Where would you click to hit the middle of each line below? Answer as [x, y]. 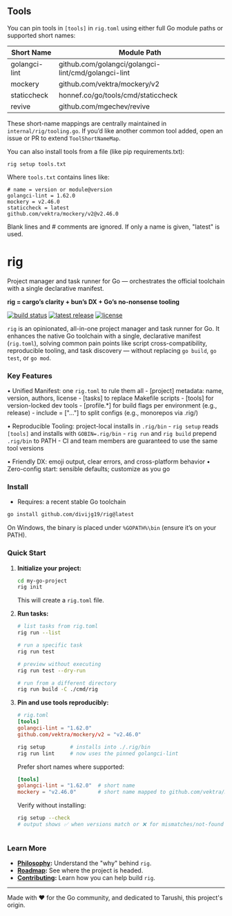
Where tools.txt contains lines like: [58, 177]
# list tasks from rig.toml [57, 627]
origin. [16, 905]
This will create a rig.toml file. [61, 600]
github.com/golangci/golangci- [109, 64]
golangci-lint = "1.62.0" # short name [76, 786]
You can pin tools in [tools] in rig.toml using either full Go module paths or [115, 28]
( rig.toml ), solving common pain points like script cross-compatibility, [107, 343]
